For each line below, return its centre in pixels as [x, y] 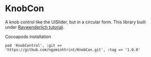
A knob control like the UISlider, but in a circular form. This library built [75, 22]
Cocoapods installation [28, 37]
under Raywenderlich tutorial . [35, 27]
